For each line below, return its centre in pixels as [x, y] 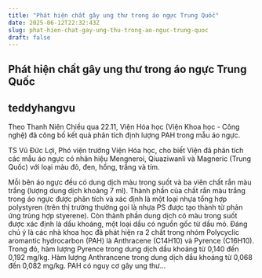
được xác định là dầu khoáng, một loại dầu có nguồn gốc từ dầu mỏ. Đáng [128, 224]
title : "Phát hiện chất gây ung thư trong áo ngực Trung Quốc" [114, 15]
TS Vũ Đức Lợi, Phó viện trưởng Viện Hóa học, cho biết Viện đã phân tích [126, 151]
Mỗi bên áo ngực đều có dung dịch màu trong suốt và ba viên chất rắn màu [130, 182]
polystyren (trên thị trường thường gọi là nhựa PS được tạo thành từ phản [126, 207]
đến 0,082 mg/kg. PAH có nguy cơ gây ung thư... [87, 266]
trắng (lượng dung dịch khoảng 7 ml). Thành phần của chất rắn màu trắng [127, 191]
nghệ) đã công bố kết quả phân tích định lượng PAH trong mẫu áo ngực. [124, 135]
